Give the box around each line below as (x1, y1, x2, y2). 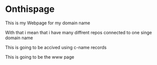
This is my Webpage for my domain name (5, 20, 90, 26)
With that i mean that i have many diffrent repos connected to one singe (5, 29, 153, 35)
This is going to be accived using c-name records (5, 44, 107, 50)
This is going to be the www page (5, 54, 75, 60)
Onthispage (5, 3, 55, 15)
